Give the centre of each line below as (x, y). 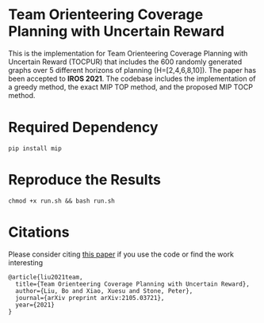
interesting (26, 262)
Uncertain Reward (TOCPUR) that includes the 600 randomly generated (125, 62)
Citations (39, 232)
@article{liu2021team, (46, 277)
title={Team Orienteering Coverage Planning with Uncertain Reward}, (132, 284)
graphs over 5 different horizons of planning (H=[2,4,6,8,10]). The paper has (132, 70)
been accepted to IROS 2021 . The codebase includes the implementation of (132, 78)
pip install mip (35, 148)
